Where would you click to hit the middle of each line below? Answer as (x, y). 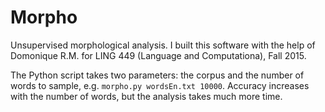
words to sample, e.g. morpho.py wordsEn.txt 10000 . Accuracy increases (160, 85)
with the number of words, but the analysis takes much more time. (146, 96)
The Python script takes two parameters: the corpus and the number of (157, 75)
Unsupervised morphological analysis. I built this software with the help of (163, 45)
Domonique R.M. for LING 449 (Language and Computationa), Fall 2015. (158, 55)
